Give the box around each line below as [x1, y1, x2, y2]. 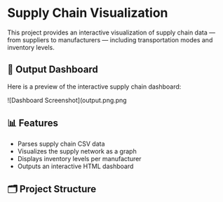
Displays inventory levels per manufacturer [17, 154, 142, 163]
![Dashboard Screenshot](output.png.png [7, 96, 128, 104]
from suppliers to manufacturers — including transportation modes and [7, 35, 213, 44]
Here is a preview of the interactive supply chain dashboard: [7, 82, 182, 91]
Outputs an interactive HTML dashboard [17, 162, 134, 170]
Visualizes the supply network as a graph [17, 146, 137, 156]
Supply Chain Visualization [7, 5, 168, 21]
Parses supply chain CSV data [17, 139, 105, 148]
